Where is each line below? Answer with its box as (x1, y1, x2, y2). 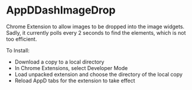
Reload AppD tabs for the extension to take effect (14, 77, 135, 84)
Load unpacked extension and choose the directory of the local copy (14, 71, 183, 78)
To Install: (6, 46, 30, 54)
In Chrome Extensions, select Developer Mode (14, 64, 128, 71)
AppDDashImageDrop (6, 4, 116, 17)
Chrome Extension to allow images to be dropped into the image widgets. (6, 23, 185, 30)
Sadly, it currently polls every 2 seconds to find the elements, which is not (6, 29, 186, 36)
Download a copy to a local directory (14, 58, 105, 65)
